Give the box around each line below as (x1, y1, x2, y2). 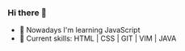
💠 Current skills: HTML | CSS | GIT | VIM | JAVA (19, 33, 177, 43)
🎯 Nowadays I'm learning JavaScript (19, 25, 141, 35)
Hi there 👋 (7, 7, 48, 18)
